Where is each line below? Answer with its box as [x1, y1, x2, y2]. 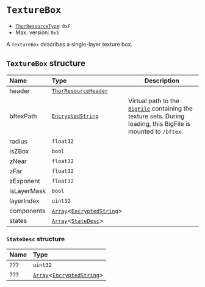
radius [9, 137, 27, 145]
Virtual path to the [128, 96, 180, 105]
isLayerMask [9, 186, 46, 195]
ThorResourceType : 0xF [15, 22, 71, 29]
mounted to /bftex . [128, 127, 183, 136]
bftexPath [9, 112, 37, 120]
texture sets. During [128, 112, 185, 120]
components [9, 206, 46, 215]
